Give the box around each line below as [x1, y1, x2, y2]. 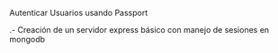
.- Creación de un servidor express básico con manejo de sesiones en [9, 25, 270, 34]
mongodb [9, 34, 46, 44]
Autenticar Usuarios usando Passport [9, 8, 148, 18]
